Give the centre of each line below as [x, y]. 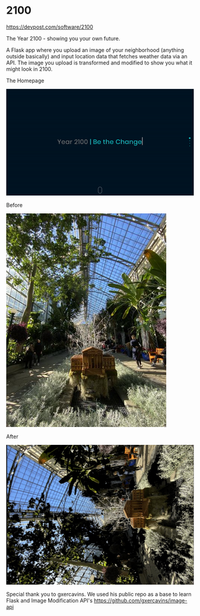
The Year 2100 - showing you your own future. [63, 38]
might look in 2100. [29, 69]
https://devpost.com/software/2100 [50, 27]
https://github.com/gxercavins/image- [140, 600]
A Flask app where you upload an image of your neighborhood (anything [95, 50]
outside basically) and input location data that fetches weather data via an [97, 56]
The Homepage [25, 81]
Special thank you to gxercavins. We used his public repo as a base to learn [99, 595]
